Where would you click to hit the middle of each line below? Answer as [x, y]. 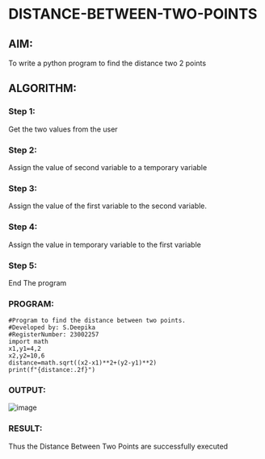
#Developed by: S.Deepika [52, 328]
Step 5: [23, 265]
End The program [38, 282]
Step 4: [23, 227]
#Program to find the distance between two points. [97, 321]
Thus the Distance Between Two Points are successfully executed [118, 446]
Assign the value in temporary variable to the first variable [105, 244]
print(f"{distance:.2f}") [52, 370]
